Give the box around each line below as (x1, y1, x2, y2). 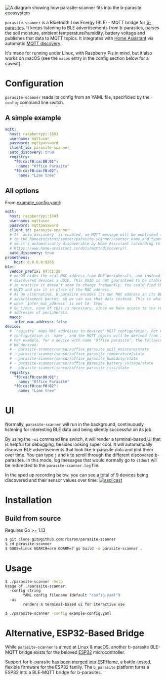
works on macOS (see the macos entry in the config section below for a (5, 55, 149, 61)
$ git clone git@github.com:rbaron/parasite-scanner (5, 537, 116, 542)
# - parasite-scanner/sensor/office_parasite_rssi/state (9, 365, 129, 370)
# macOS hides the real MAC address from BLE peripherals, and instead (9, 273, 161, 279)
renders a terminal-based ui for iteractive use (23, 602, 125, 607)
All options (5, 186, 40, 195)
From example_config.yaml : (5, 200, 61, 206)
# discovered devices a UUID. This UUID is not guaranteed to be (9, 278, 147, 283)
